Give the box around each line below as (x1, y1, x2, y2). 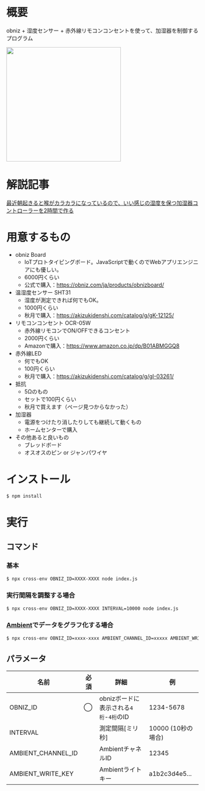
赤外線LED (15, 349, 42, 357)
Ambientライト (99, 765, 142, 773)
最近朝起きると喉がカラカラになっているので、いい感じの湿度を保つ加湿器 (6, 199, 193, 206)
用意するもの (6, 231, 71, 245)
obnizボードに (99, 694, 140, 703)
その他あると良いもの (15, 434, 69, 441)
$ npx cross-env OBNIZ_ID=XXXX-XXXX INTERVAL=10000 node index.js (6, 605, 179, 612)
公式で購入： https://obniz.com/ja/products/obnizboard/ (24, 281, 165, 288)
